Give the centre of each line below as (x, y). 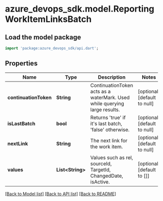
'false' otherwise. (110, 130)
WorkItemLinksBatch (48, 19)
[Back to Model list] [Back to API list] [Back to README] (61, 194)
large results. (105, 109)
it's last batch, (106, 123)
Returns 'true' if (108, 117)
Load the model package (43, 37)
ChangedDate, (107, 176)
